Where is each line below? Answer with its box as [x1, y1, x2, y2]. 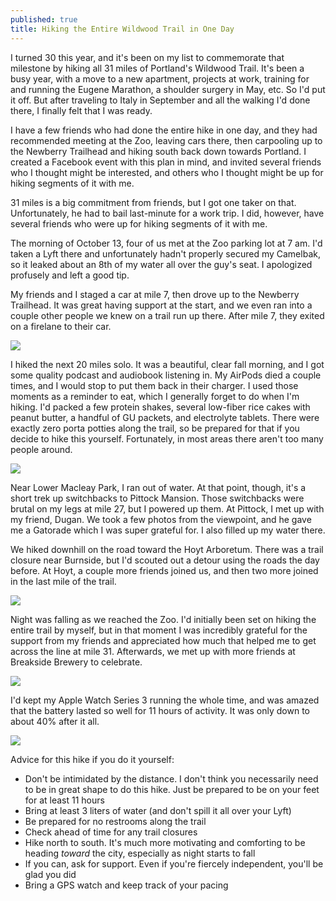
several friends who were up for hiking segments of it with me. [10, 217, 268, 230]
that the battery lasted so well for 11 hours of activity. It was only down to [10, 704, 311, 716]
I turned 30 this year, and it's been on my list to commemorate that [10, 51, 285, 63]
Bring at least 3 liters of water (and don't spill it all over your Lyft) [24, 804, 292, 816]
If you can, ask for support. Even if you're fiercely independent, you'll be [24, 857, 324, 870]
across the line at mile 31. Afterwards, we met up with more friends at [10, 645, 296, 657]
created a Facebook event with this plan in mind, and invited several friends [10, 156, 322, 168]
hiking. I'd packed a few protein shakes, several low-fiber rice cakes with [10, 401, 311, 413]
